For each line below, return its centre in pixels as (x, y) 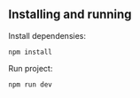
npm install (30, 52)
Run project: (31, 68)
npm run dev (30, 84)
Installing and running (70, 15)
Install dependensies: (47, 35)
